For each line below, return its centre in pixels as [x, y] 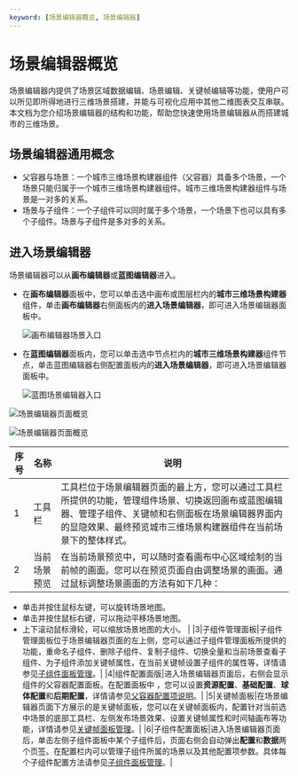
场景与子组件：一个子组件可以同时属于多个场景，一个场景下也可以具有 [150, 210]
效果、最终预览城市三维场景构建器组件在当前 [181, 527]
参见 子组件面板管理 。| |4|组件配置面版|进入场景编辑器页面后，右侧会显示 [155, 674]
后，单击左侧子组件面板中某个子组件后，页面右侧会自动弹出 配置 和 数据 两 [154, 741]
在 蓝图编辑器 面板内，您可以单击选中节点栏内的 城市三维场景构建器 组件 [150, 354]
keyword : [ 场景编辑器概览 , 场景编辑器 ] [74, 17]
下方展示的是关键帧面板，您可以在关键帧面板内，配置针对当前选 [169, 707]
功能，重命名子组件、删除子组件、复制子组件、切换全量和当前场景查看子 [154, 652]
